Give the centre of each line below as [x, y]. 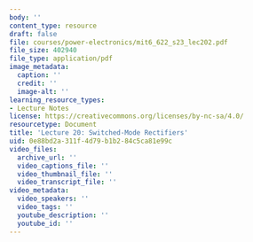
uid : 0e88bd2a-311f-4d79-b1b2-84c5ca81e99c [91, 141]
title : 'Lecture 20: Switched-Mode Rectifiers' [99, 133]
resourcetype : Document [53, 125]
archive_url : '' [47, 157]
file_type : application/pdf [61, 59]
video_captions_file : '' [63, 166]
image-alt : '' [43, 91]
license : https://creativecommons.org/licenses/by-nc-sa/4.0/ [126, 116]
